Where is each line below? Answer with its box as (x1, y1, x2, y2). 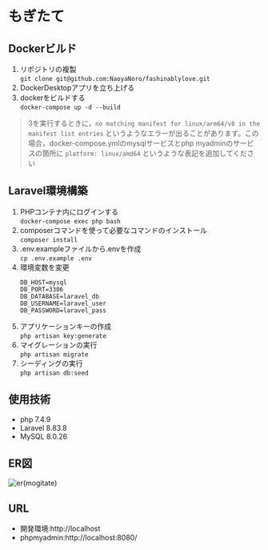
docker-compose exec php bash (19, 217, 122, 225)
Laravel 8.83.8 (19, 423, 68, 432)
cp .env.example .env (19, 254, 92, 263)
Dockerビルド (8, 42, 78, 55)
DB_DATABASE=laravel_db (19, 292, 100, 300)
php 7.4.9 (19, 414, 51, 424)
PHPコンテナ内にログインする (19, 207, 119, 216)
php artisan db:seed (19, 369, 89, 377)
